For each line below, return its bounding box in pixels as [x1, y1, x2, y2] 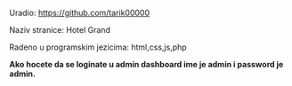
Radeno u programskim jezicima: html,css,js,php [9, 42, 187, 52]
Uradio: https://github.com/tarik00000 [9, 8, 150, 18]
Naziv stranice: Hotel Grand [9, 25, 111, 35]
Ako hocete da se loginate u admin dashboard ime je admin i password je [9, 59, 284, 69]
